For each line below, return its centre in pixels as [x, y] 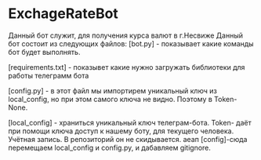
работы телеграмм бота [49, 75]
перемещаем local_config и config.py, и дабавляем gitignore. [110, 147]
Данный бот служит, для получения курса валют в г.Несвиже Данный [126, 35]
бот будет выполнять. [44, 52]
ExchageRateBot [63, 14]
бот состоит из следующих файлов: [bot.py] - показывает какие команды [131, 43]
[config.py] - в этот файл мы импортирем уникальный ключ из [113, 90]
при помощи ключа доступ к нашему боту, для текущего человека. [121, 131]
